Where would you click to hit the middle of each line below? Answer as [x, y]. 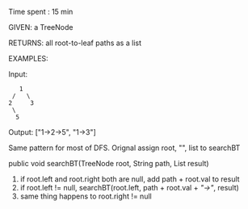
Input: [18, 74]
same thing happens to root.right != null [86, 196]
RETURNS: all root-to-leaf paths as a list [75, 43]
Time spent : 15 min [41, 12]
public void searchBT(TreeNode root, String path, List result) [109, 163]
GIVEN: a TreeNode [41, 27]
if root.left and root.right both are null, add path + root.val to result [130, 179]
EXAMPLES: [28, 59]
